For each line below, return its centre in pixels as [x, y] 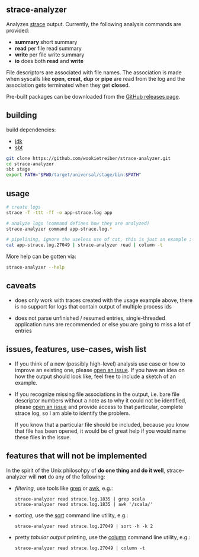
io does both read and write [49, 61]
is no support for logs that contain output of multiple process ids [93, 306]
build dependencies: [31, 130]
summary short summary [46, 42]
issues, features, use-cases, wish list [76, 349]
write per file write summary [49, 54]
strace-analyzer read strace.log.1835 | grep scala [80, 499]
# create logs [24, 207]
